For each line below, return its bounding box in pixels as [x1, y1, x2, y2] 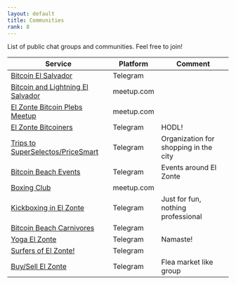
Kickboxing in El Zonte [11, 203, 84, 213]
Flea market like [161, 257, 214, 267]
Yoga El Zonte [11, 235, 57, 244]
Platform [119, 59, 149, 69]
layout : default [7, 10, 55, 18]
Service [45, 59, 72, 69]
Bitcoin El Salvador [11, 71, 73, 81]
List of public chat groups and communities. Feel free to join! [7, 43, 183, 51]
